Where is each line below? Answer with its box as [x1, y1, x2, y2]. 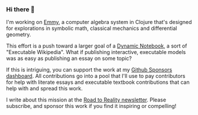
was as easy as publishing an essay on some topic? [6, 55, 132, 62]
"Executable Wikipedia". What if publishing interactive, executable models [6, 49, 186, 56]
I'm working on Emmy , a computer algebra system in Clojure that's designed [6, 19, 192, 26]
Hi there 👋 [6, 5, 35, 13]
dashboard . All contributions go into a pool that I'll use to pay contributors [6, 73, 186, 80]
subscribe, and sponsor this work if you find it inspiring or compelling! [6, 103, 177, 110]
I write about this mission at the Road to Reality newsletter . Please [6, 96, 167, 103]
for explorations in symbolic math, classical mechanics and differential [6, 25, 177, 32]
